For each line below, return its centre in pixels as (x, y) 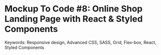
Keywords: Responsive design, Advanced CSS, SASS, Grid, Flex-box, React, (80, 42)
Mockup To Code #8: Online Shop (73, 9)
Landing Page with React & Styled (74, 19)
